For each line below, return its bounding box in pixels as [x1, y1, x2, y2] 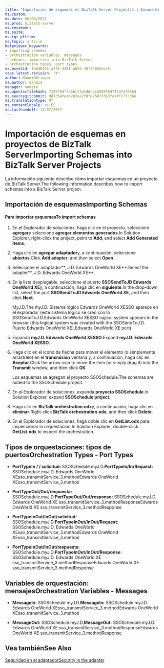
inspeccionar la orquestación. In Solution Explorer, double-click [12, 424, 139, 430]
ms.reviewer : [5, 25, 32, 30]
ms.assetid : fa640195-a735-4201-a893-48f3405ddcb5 [5, 67, 110, 71]
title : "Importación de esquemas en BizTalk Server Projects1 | [5, 7, 139, 12]
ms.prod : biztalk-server [5, 21, 56, 26]
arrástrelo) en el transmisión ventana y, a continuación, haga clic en [12, 354, 150, 360]
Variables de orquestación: [5, 579, 89, 587]
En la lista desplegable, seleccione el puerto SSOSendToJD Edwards [12, 279, 152, 285]
